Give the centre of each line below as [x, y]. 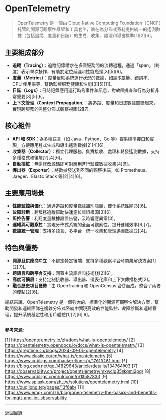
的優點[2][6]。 [27, 292]
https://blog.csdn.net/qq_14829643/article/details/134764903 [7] [71, 366]
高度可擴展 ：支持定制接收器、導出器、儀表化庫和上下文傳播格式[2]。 [82, 279]
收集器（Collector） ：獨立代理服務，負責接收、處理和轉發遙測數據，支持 [86, 151]
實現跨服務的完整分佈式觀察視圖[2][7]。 [53, 109]
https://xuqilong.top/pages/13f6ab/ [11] [45, 387]
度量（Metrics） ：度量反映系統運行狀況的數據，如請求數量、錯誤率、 [82, 78]
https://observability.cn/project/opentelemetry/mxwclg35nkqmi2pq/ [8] [78, 371]
